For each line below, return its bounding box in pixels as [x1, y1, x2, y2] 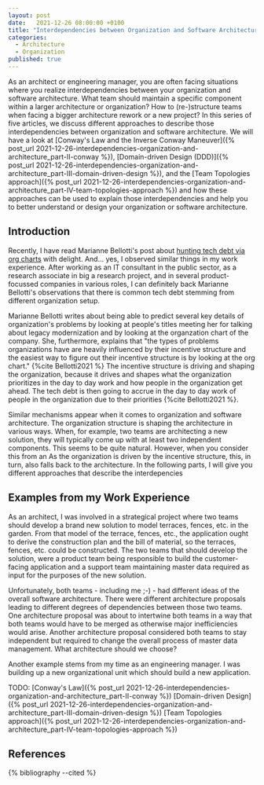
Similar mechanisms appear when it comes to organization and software [8, 409, 242, 419]
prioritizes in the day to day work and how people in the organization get [8, 378, 243, 387]
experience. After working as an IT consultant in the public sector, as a [8, 262, 237, 272]
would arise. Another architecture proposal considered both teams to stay [8, 627, 247, 636]
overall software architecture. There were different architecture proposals [8, 594, 246, 603]
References [8, 747, 66, 761]
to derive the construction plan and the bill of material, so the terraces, [8, 537, 236, 546]
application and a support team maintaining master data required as [30, 562, 250, 571]
